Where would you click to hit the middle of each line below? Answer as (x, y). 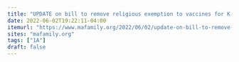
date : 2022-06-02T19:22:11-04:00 (57, 21)
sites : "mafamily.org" (41, 34)
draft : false (27, 47)
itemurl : (20, 27)
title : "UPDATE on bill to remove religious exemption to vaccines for (116, 14)
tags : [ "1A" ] (27, 41)
